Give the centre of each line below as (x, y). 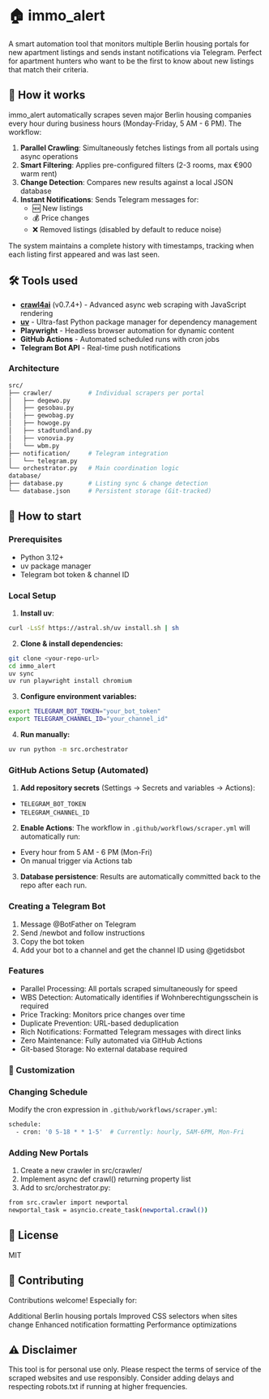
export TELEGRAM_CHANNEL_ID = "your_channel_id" (88, 719)
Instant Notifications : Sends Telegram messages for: (109, 199)
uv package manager (56, 566)
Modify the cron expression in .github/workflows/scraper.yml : (113, 1110)
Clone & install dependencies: (72, 643)
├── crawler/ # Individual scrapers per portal (107, 393)
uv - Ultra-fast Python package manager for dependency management (139, 322)
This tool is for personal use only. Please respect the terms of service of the (135, 1370)
